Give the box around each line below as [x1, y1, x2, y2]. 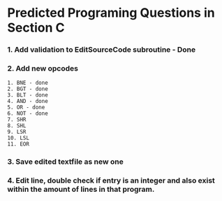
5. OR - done [7, 104, 45, 111]
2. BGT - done [7, 85, 49, 92]
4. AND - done [7, 98, 49, 105]
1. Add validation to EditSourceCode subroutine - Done [7, 45, 196, 55]
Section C [7, 20, 65, 36]
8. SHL [7, 123, 27, 130]
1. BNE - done [7, 79, 49, 87]
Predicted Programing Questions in [7, 5, 215, 21]
